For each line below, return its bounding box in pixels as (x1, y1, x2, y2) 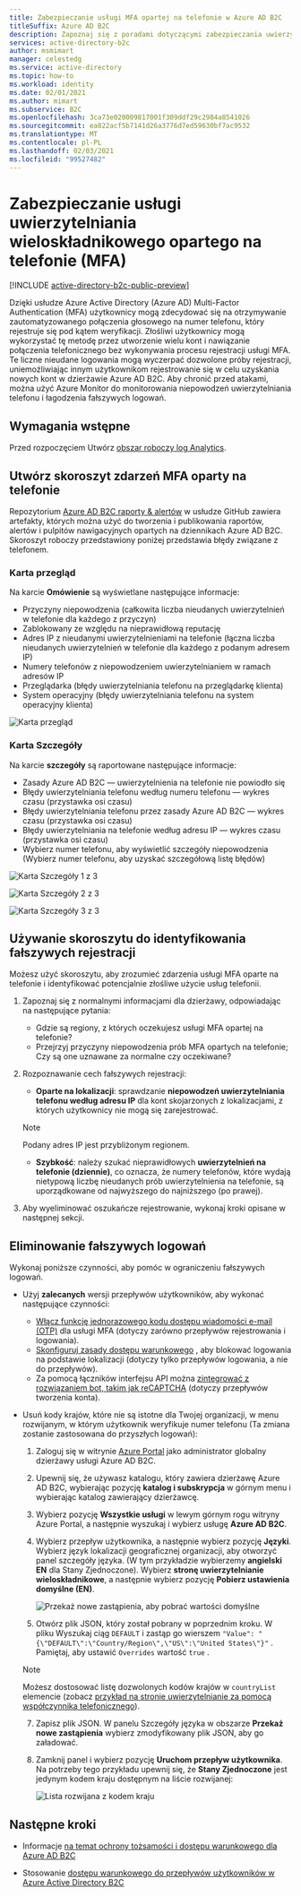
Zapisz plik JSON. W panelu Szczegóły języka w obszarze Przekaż (35, 1718, 284, 1729)
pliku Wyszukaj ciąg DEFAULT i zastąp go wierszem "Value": (35, 1628, 255, 1639)
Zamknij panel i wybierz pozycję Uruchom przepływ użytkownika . (35, 1754, 283, 1765)
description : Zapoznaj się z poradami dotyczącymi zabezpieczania (9, 30, 262, 39)
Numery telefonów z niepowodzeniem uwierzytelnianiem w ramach (21, 661, 271, 672)
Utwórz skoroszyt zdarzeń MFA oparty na (9, 468, 247, 484)
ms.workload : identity (9, 80, 94, 89)
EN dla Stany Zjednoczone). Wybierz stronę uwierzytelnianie (35, 1564, 264, 1575)
